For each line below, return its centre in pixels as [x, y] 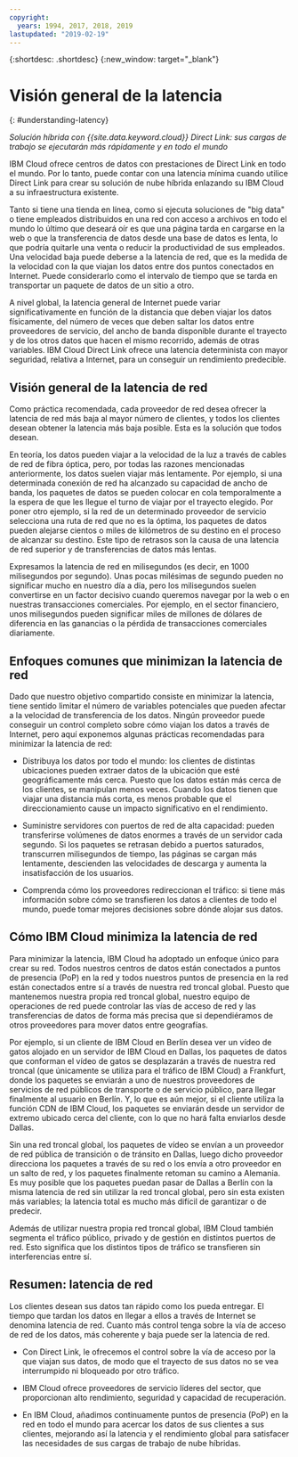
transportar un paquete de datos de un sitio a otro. [101, 285]
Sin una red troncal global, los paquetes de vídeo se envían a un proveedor [147, 1144]
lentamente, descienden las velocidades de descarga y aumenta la [144, 863]
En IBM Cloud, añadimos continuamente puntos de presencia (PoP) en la [155, 1414]
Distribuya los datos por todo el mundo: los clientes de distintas [138, 761]
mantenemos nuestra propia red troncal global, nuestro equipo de [130, 996]
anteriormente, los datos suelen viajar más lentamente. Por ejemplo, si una [146, 474]
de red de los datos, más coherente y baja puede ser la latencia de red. [140, 1334]
